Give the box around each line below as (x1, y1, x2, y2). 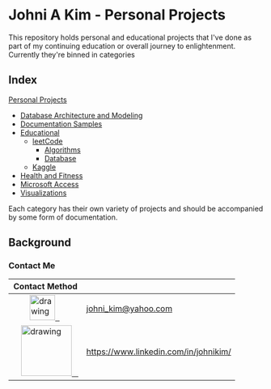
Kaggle (32, 162, 57, 172)
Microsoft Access (19, 179, 79, 189)
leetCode (32, 136, 63, 146)
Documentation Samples (19, 119, 103, 129)
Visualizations (19, 188, 67, 198)
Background (8, 236, 71, 250)
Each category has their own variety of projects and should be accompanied (8, 203, 264, 213)
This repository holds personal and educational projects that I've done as (8, 32, 252, 42)
